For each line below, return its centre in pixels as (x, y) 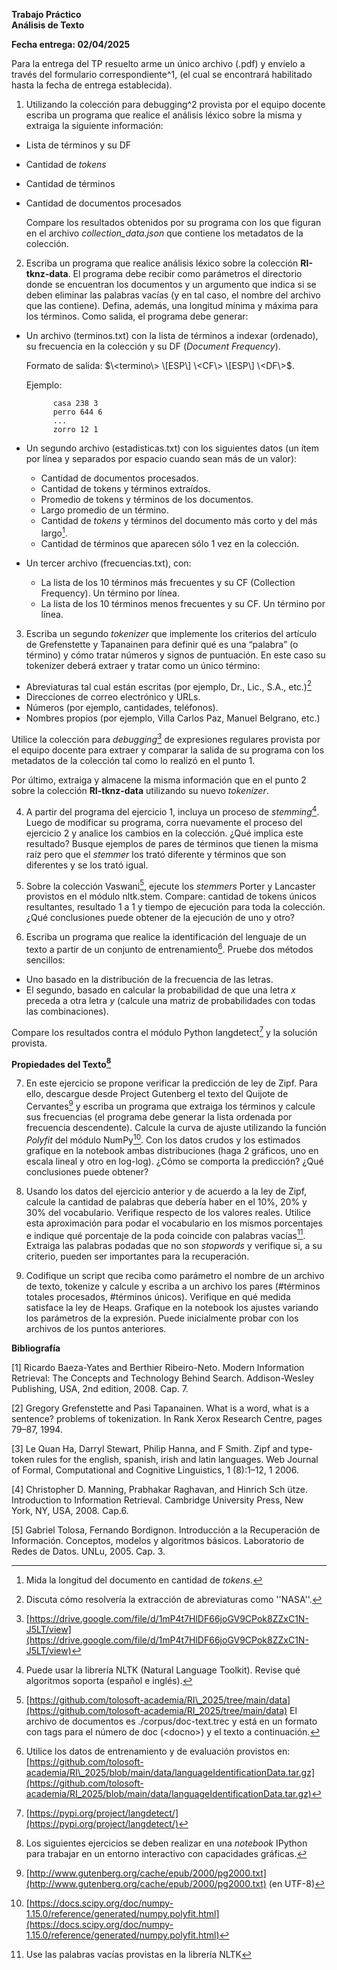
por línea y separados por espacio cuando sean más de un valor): (161, 458)
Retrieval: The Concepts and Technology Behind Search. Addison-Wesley (162, 1378)
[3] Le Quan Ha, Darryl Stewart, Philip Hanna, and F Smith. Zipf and (150, 1449)
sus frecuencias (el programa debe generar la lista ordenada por (159, 1116)
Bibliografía (36, 1348)
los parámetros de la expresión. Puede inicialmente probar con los (162, 1318)
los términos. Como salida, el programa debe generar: (137, 316)
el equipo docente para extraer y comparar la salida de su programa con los (168, 750)
